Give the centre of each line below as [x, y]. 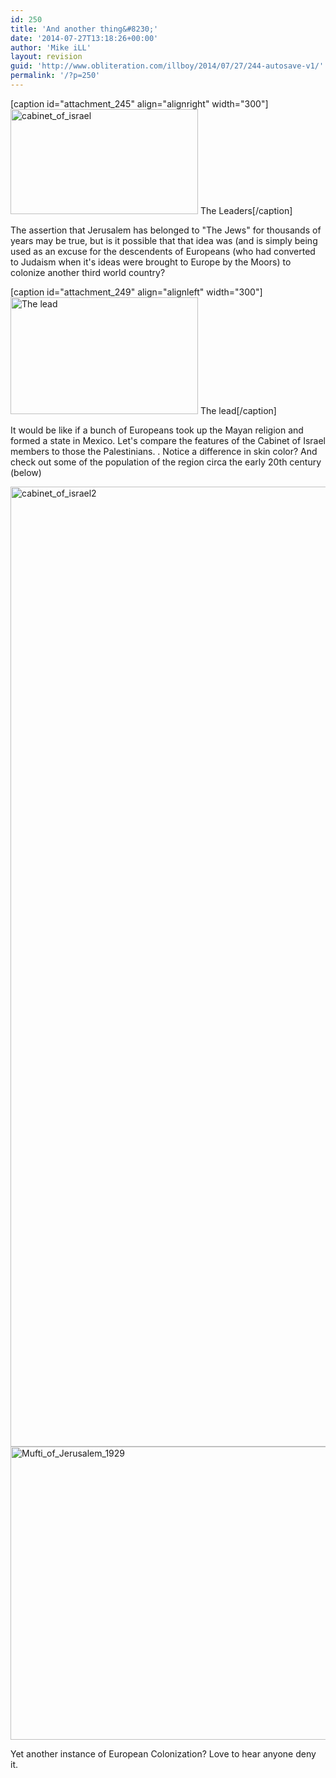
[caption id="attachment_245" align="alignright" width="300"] [139, 103]
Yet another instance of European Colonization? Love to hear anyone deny [163, 1753]
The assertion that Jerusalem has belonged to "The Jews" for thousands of [166, 230]
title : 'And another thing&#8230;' [84, 29]
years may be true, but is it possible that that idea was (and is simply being [164, 240]
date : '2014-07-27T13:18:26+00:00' [84, 38]
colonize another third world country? [88, 272]
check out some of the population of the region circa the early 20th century [166, 462]
